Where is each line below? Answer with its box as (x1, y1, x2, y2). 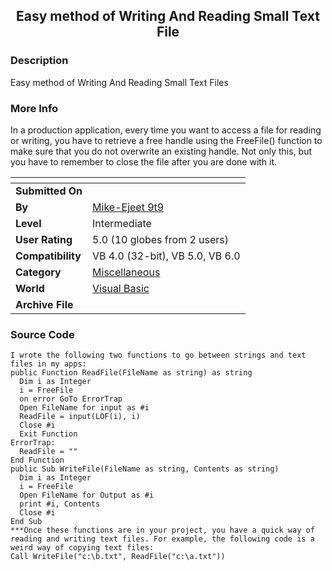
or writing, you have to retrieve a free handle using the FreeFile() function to (10, 134, 323, 146)
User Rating (15, 232, 73, 246)
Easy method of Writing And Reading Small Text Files (10, 76, 229, 88)
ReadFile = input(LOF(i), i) (19, 412, 141, 422)
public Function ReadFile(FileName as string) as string (10, 368, 253, 378)
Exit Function (19, 429, 78, 439)
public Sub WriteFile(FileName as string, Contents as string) (10, 464, 280, 474)
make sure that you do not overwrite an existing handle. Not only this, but (10, 145, 313, 157)
